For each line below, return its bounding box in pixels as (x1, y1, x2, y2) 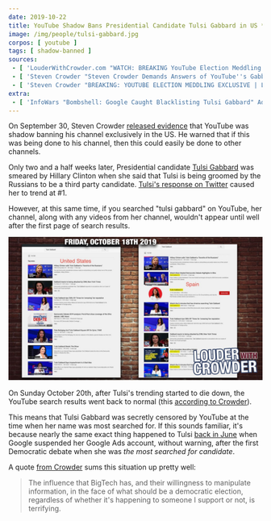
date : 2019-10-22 (8, 13, 67, 21)
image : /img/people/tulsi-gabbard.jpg (8, 30, 139, 38)
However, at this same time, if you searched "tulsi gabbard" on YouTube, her (8, 204, 262, 214)
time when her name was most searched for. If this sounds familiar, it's (8, 420, 244, 431)
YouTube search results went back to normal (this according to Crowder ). (8, 396, 252, 406)
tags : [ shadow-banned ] (8, 47, 92, 56)
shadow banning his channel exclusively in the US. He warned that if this (8, 130, 250, 140)
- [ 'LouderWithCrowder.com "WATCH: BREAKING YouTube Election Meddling (11, 65, 262, 73)
